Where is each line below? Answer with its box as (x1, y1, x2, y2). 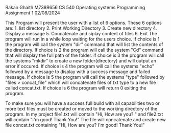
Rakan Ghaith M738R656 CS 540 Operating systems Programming (5, 5, 145, 10)
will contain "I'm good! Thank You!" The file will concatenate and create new (5, 117, 166, 122)
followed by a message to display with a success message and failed (5, 69, 151, 75)
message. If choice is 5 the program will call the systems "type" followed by (5, 74, 165, 80)
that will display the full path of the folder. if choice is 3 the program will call (5, 52, 164, 58)
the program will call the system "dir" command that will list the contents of (5, 41, 163, 48)
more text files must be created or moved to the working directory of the (5, 106, 158, 112)
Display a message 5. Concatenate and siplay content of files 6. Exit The (5, 31, 157, 36)
